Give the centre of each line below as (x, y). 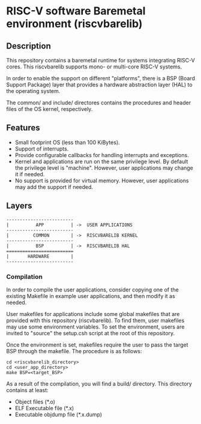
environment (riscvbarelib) (74, 24)
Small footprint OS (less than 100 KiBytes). (67, 142)
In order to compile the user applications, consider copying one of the (92, 290)
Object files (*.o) (35, 402)
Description (28, 46)
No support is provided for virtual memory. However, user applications (102, 181)
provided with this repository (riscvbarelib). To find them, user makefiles (95, 320)
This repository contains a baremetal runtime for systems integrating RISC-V (100, 60)
